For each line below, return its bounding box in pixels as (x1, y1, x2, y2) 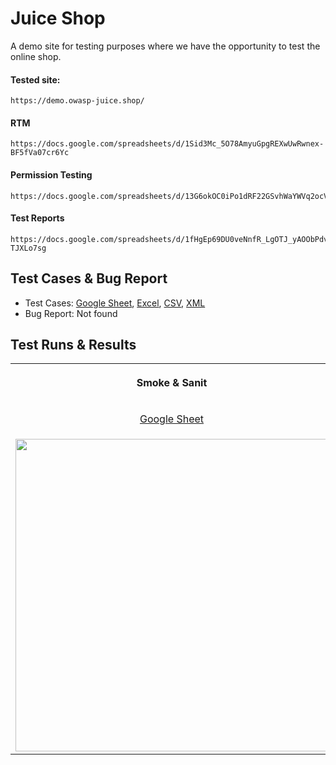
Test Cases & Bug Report (10, 270, 168, 287)
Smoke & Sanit (136, 376, 208, 390)
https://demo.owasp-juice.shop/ (10, 96, 145, 106)
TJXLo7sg (10, 243, 47, 253)
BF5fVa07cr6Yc (10, 148, 70, 158)
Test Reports (10, 212, 65, 224)
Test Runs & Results (10, 336, 137, 353)
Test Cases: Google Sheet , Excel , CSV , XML (24, 297, 206, 309)
